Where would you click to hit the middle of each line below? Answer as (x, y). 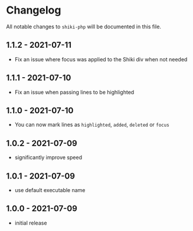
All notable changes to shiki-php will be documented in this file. (84, 27)
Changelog (34, 10)
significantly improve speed (48, 157)
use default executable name (50, 190)
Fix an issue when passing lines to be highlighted (74, 92)
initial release (31, 223)
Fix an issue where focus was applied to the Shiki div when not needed (101, 59)
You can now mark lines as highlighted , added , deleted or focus (92, 125)
